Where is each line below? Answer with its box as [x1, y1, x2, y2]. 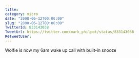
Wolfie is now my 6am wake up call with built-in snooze [5, 47, 117, 53]
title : [5, 7, 19, 12]
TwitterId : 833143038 [5, 25, 49, 30]
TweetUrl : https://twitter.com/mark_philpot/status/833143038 [5, 29, 134, 34]
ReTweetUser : [5, 34, 32, 39]
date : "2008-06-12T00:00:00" [5, 16, 64, 21]
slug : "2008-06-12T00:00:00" [5, 20, 64, 26]
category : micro [5, 12, 38, 16]
